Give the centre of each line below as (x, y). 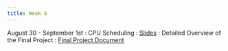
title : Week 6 (27, 13)
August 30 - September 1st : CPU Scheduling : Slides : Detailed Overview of (114, 33)
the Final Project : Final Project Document (66, 40)
